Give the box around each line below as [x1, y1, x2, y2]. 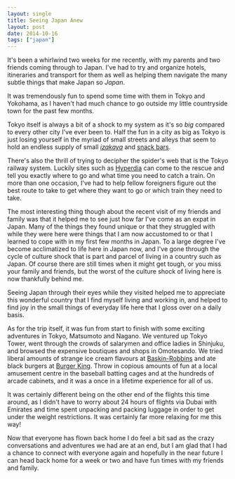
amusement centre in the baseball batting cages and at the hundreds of [7, 369, 215, 378]
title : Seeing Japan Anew [7, 17, 83, 24]
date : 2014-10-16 [7, 30, 58, 37]
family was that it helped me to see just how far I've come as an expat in [7, 215, 216, 224]
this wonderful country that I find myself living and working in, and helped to [7, 296, 228, 305]
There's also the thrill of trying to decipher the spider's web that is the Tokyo [7, 156, 229, 165]
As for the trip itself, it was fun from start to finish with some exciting [7, 324, 206, 333]
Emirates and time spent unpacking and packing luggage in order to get [7, 405, 215, 414]
